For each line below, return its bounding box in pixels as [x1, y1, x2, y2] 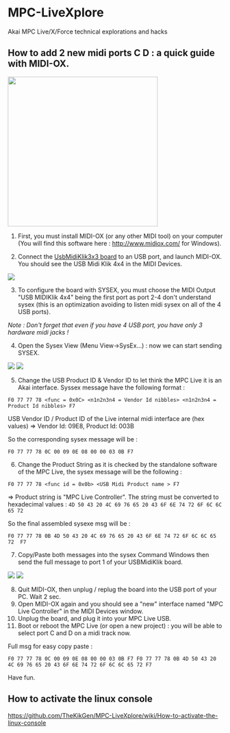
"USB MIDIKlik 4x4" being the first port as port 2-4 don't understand [17, 293, 212, 301]
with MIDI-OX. [8, 58, 70, 70]
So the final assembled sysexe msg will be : [8, 519, 131, 528]
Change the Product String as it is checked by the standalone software [17, 460, 218, 468]
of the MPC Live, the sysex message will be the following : [17, 467, 182, 476]
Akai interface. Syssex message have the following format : [17, 383, 186, 391]
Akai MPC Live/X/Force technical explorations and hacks [8, 27, 168, 36]
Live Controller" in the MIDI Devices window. [17, 607, 144, 615]
